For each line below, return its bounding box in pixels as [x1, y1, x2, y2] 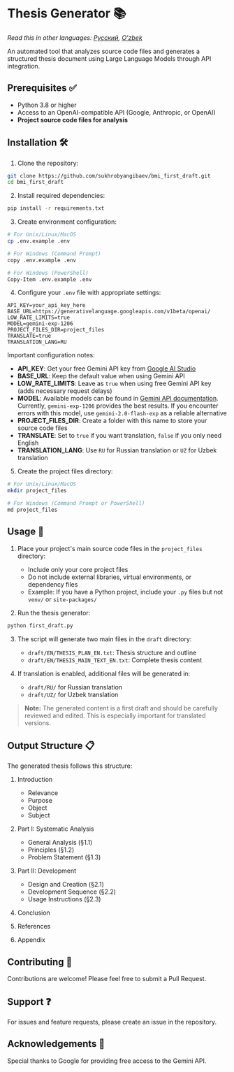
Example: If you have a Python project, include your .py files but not [27, 587, 224, 596]
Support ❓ [7, 996, 52, 1008]
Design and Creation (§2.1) [27, 880, 105, 889]
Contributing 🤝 [7, 956, 73, 968]
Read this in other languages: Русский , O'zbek [7, 33, 143, 42]
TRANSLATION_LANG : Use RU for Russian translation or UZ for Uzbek [17, 446, 217, 455]
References [17, 922, 51, 931]
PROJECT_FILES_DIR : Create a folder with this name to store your [17, 417, 207, 425]
